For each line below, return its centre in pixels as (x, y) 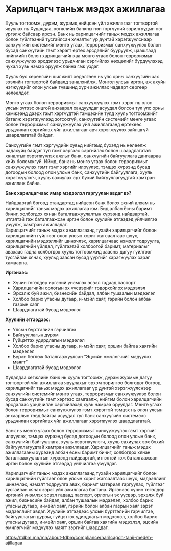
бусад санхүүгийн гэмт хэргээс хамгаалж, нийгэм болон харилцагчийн (83, 399)
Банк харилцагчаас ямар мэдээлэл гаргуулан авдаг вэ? (68, 193)
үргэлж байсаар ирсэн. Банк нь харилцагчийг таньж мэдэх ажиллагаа (82, 34)
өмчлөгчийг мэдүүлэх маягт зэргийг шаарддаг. (57, 527)
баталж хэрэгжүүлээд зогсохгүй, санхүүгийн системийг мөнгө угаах (81, 119)
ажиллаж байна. (23, 183)
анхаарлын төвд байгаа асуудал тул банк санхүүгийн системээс (76, 415)
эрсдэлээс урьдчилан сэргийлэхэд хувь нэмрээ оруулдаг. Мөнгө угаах (84, 404)
